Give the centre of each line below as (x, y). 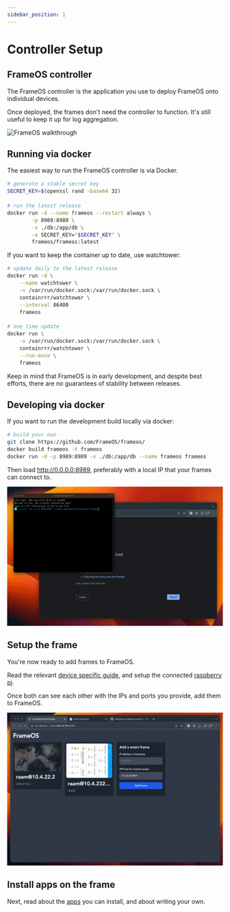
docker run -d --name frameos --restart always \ (79, 213)
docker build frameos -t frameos (55, 449)
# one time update (33, 326)
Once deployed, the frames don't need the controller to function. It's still (109, 112)
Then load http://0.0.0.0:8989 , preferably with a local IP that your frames (110, 469)
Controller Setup (55, 49)
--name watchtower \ (49, 283)
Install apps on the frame (61, 885)
